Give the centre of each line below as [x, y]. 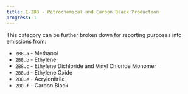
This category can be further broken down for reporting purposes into [94, 35]
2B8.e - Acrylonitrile [40, 79]
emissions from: [26, 41]
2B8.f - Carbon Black [42, 85]
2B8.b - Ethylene [36, 59]
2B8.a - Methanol [37, 53]
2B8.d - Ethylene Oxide [44, 72]
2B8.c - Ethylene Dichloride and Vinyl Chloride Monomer [86, 66]
